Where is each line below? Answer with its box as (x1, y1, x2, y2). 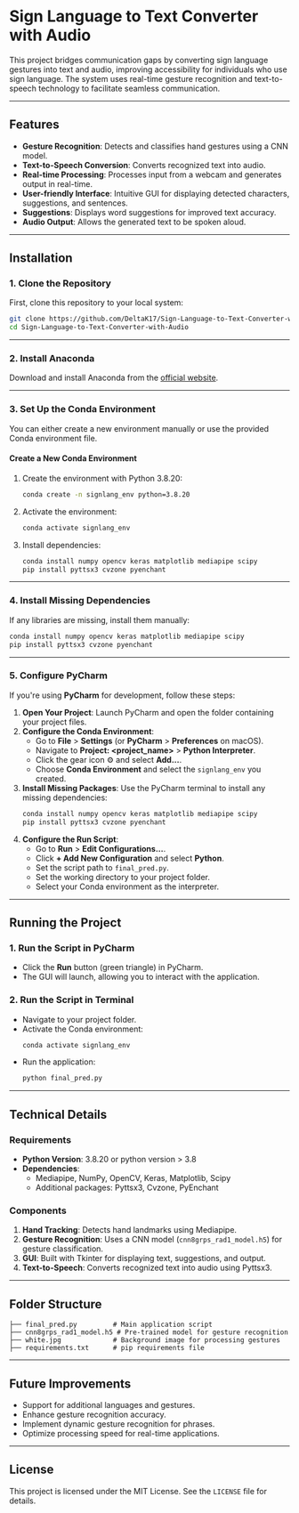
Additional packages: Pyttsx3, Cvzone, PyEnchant (35, 1182, 220, 1193)
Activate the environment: (21, 506, 117, 517)
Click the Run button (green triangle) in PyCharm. (21, 962, 204, 973)
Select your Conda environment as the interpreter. (35, 881, 220, 892)
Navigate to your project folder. (21, 1014, 137, 1024)
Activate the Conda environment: (21, 1023, 144, 1034)
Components (9, 1204, 67, 1217)
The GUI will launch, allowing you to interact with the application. (21, 972, 260, 983)
